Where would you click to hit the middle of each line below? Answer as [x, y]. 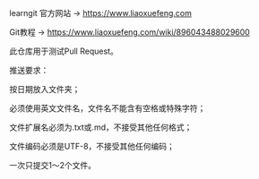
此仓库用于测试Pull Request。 [64, 51]
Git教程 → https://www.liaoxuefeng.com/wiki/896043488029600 [130, 32]
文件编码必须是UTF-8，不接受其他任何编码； [92, 146]
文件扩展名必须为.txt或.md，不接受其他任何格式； [101, 127]
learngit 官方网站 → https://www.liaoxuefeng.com [101, 13]
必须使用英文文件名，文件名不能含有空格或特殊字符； [108, 108]
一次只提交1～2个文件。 [53, 165]
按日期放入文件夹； [45, 89]
